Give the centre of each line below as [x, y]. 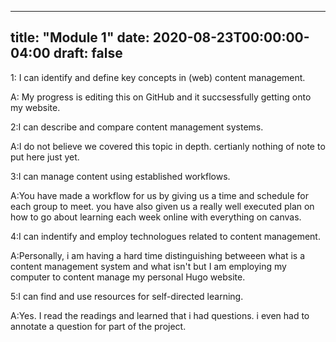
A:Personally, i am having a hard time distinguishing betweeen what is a [157, 255]
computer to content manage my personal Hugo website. [128, 277]
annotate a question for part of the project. [98, 326]
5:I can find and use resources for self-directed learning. [127, 296]
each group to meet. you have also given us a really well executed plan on [162, 206]
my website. [35, 107]
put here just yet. [45, 157]
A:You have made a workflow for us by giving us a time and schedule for [159, 195]
